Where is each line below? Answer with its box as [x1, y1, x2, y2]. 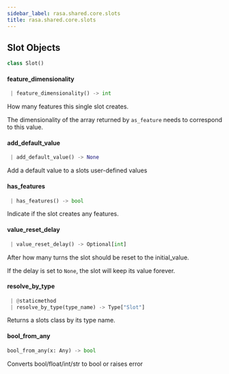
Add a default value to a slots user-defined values [7, 166, 148, 175]
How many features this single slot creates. [7, 102, 129, 110]
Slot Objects [7, 42, 61, 54]
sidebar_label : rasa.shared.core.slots [7, 10, 121, 17]
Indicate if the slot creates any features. [7, 210, 119, 218]
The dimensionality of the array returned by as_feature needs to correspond [7, 116, 223, 124]
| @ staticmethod [10, 297, 57, 304]
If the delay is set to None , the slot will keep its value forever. [7, 266, 176, 274]
